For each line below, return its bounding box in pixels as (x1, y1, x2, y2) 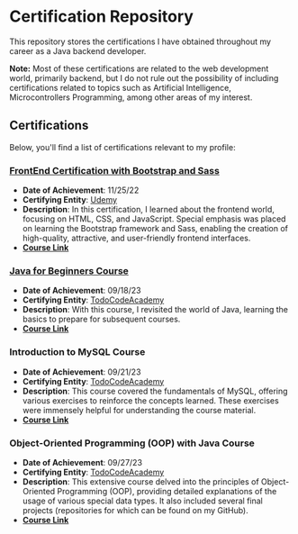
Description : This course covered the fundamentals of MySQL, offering (22, 385, 288, 396)
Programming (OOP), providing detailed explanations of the (57, 485, 277, 496)
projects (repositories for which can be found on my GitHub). (22, 504, 249, 515)
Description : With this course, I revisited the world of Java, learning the (22, 304, 288, 315)
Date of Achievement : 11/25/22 (22, 185, 140, 195)
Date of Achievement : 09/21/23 (22, 367, 141, 377)
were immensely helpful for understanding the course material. (22, 404, 257, 415)
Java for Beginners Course (9, 264, 129, 276)
